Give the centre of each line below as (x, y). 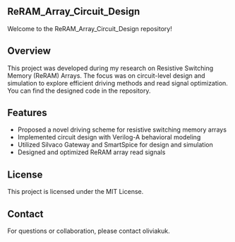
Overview (29, 51)
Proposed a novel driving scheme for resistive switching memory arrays (122, 129)
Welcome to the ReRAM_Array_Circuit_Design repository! (90, 28)
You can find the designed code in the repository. (79, 91)
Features (27, 113)
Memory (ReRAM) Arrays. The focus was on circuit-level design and (107, 75)
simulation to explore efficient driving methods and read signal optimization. (117, 83)
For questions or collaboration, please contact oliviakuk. (89, 231)
